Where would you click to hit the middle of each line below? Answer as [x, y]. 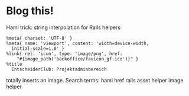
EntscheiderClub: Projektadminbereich [59, 69]
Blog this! [30, 11]
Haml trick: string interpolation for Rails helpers [63, 27]
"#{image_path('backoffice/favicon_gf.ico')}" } [78, 59]
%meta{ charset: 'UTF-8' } [39, 38]
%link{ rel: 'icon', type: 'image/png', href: [64, 54]
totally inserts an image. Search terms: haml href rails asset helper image [95, 80]
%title [14, 64]
